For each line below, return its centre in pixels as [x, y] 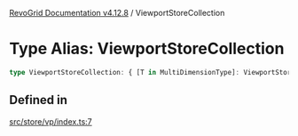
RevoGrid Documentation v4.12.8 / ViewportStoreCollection [117, 13]
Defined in [39, 100]
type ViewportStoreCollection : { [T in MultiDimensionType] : [125, 72]
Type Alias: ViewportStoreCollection [147, 49]
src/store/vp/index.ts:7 [51, 121]
